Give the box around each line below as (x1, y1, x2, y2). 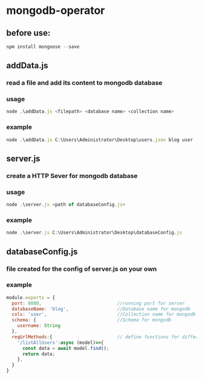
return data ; (22, 351, 56, 357)
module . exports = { (6, 294, 56, 300)
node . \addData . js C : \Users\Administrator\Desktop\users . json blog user (6, 137, 193, 143)
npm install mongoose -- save (6, 44, 80, 50)
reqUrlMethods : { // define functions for (11, 334, 180, 340)
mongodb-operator (6, 4, 105, 18)
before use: (6, 28, 51, 38)
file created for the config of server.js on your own (6, 265, 157, 273)
